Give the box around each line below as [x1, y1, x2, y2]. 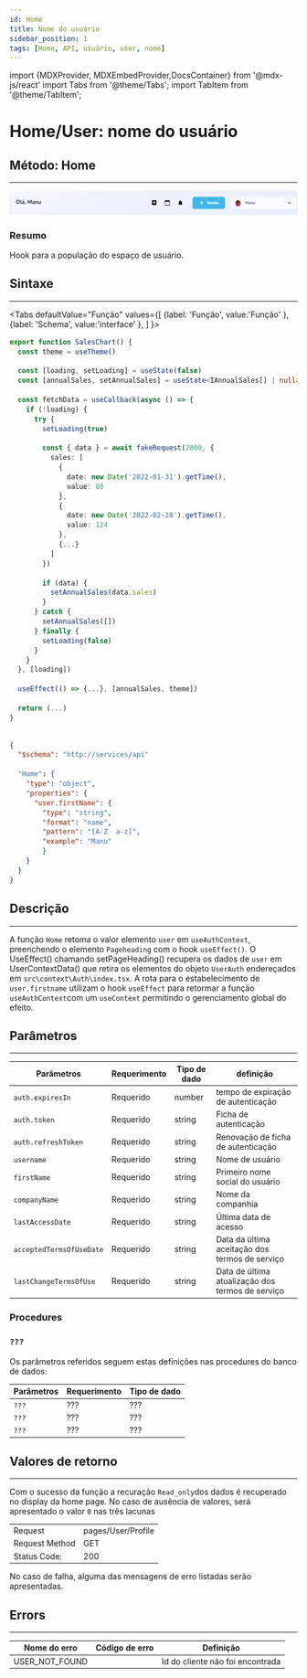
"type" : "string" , [42, 808, 112, 817]
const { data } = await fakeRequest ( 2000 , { [42, 443, 215, 452]
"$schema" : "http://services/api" [17, 750, 149, 759]
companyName [13, 1195, 59, 1205]
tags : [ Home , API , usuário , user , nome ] [9, 44, 166, 53]
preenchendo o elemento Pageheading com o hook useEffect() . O [9, 943, 257, 954]
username [13, 1155, 48, 1164]
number [174, 1091, 204, 1102]
